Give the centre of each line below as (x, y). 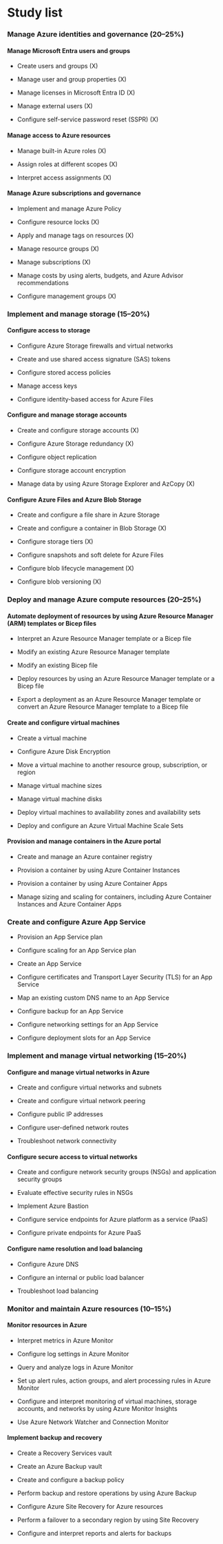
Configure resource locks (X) (58, 221)
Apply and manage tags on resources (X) (75, 235)
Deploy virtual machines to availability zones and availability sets (109, 812)
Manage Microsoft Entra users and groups (69, 50)
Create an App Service (49, 964)
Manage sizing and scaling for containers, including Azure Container (114, 897)
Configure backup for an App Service (70, 1011)
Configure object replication (57, 457)
